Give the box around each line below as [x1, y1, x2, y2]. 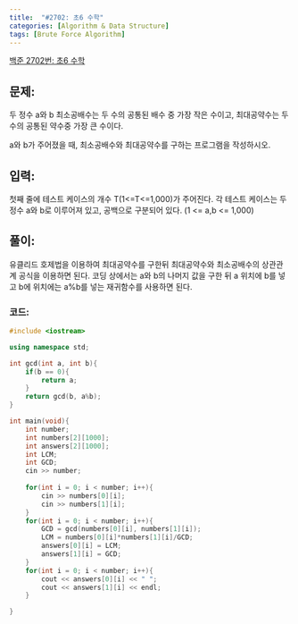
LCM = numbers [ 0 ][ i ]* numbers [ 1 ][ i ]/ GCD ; [41, 533, 194, 542]
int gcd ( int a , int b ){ [9, 358, 98, 367]
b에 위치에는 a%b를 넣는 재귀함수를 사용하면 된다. [18, 281, 193, 291]
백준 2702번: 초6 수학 [9, 55, 86, 66]
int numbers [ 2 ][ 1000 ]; [25, 433, 110, 443]
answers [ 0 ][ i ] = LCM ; [41, 542, 122, 551]
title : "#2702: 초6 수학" [9, 13, 104, 22]
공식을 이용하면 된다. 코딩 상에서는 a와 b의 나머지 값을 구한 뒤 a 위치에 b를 [18, 270, 277, 281]
